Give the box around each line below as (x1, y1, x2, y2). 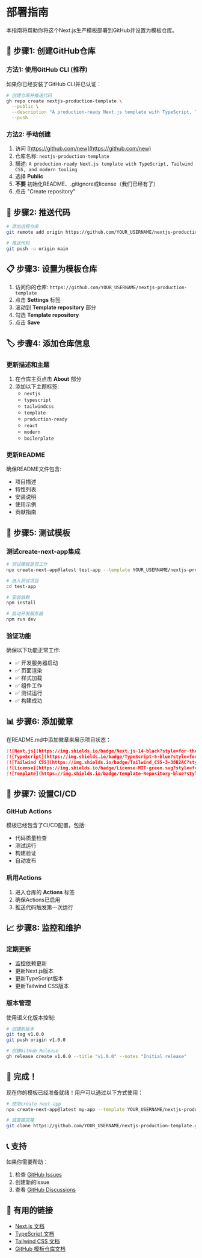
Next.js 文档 (14, 1222, 45, 1230)
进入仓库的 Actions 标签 (14, 888, 75, 895)
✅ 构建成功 (14, 697, 43, 704)
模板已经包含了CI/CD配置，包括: (6, 822, 86, 829)
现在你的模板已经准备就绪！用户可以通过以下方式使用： (6, 1089, 143, 1096)
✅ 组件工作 (14, 682, 43, 689)
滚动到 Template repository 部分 (14, 304, 97, 311)
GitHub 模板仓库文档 (14, 1245, 66, 1252)
